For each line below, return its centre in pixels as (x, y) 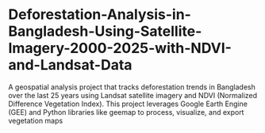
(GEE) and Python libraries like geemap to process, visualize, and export (126, 112)
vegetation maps (36, 120)
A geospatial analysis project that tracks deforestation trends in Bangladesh (132, 87)
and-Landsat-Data (70, 65)
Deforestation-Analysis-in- (100, 15)
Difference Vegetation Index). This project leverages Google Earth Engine (128, 104)
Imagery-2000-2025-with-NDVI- (120, 48)
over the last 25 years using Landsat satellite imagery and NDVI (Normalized (133, 95)
